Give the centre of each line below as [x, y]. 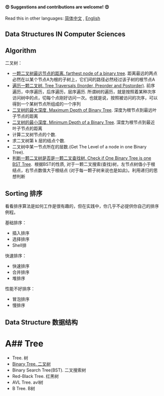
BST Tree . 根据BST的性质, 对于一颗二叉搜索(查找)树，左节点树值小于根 [83, 164]
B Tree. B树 [23, 388]
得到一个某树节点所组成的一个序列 [46, 104]
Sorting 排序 [24, 193]
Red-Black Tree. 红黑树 [35, 376]
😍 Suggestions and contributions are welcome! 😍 [57, 7]
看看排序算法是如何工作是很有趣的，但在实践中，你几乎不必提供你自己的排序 [82, 206]
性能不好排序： [20, 289]
